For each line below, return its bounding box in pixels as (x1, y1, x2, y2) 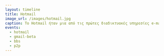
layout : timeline (5, 7, 41, 12)
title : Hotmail (5, 12, 36, 17)
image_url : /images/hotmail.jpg (5, 16, 71, 21)
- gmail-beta (9, 35, 36, 39)
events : (5, 25, 21, 30)
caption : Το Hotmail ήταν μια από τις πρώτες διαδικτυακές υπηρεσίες (5, 20, 150, 26)
